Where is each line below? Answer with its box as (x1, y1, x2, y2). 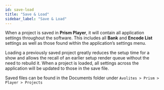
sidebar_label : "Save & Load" (5, 16, 67, 21)
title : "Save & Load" (5, 12, 50, 17)
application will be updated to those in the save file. (5, 65, 109, 71)
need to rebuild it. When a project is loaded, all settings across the (5, 60, 139, 66)
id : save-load (5, 7, 34, 12)
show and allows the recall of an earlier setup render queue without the (5, 55, 150, 61)
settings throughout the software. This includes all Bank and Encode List (5, 35, 153, 41)
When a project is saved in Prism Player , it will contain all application (5, 30, 144, 36)
